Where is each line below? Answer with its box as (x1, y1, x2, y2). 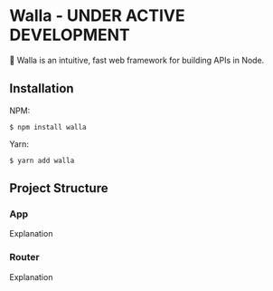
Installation (9, 81, 74, 96)
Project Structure (9, 180, 108, 196)
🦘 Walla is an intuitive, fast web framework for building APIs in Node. (9, 54, 265, 65)
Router (9, 251, 40, 264)
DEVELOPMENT (9, 24, 131, 45)
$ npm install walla (9, 122, 88, 131)
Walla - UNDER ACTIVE (9, 5, 185, 26)
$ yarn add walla (9, 156, 75, 165)
